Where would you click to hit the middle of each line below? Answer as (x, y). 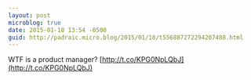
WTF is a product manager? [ (55, 60)
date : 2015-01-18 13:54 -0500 (58, 30)
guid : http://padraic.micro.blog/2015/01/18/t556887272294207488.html (126, 37)
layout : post (29, 15)
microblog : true (35, 23)
